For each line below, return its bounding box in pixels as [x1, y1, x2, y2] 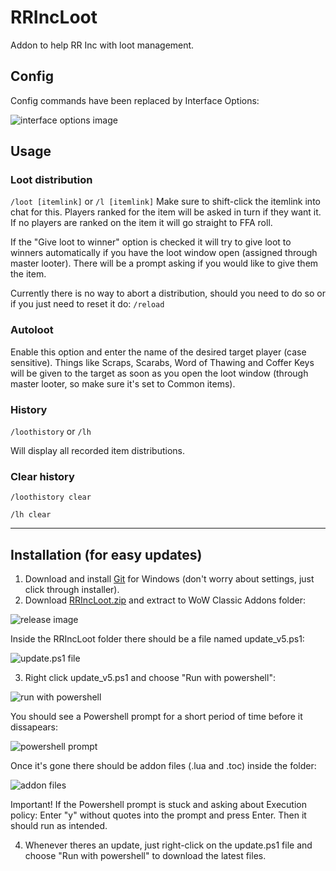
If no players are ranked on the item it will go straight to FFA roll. [10, 217, 273, 229]
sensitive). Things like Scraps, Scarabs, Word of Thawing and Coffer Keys [10, 356, 315, 368]
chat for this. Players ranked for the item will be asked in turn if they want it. [10, 206, 322, 218]
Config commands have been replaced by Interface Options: [10, 94, 260, 106]
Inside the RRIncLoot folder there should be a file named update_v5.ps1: [10, 633, 305, 645]
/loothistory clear [10, 492, 92, 503]
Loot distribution [10, 173, 93, 187]
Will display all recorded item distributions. [10, 445, 185, 457]
